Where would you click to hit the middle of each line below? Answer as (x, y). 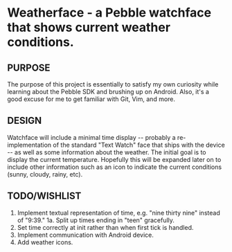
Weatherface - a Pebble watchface (109, 13)
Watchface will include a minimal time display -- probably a (91, 137)
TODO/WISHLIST (44, 196)
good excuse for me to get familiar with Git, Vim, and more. (91, 99)
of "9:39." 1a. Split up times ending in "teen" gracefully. (96, 220)
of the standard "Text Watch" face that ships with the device (139, 145)
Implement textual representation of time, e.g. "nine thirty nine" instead (118, 213)
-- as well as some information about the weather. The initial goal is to (107, 152)
